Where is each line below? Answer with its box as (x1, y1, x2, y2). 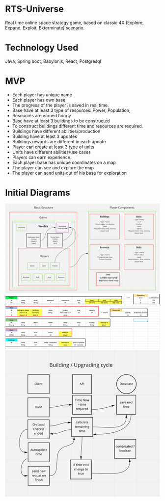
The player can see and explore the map (12, 164, 94, 170)
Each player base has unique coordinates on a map (12, 159, 116, 165)
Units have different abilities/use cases (12, 149, 91, 155)
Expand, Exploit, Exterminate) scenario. (5, 25, 85, 30)
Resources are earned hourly (12, 112, 71, 118)
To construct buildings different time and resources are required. (12, 123, 143, 129)
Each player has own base (12, 97, 66, 103)
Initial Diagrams (5, 187, 70, 198)
